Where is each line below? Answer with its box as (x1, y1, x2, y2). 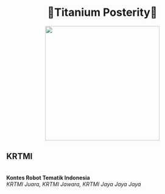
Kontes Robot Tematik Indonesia (6, 174, 90, 181)
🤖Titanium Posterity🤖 (47, 5, 158, 20)
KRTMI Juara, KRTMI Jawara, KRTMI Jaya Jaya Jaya (6, 180, 141, 188)
